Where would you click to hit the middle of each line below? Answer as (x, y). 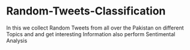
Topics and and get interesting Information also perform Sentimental (91, 34)
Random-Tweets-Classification (86, 11)
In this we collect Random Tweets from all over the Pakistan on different (95, 28)
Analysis (17, 40)
